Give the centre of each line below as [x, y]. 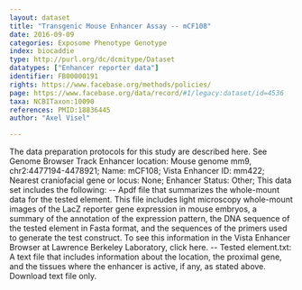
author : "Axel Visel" [50, 118]
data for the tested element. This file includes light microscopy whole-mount [151, 200]
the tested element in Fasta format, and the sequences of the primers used [148, 228]
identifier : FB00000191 [54, 77]
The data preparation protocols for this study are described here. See [138, 152]
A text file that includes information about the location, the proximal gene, [146, 257]
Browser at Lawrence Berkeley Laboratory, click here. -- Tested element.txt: [151, 248]
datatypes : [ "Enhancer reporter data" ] [84, 68]
